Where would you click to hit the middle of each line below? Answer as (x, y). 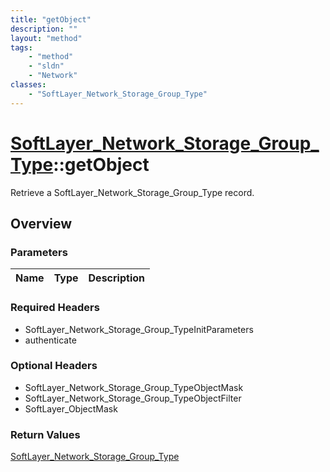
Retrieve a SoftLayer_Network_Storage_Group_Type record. (132, 192)
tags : (21, 47)
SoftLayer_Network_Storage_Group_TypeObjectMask (134, 387)
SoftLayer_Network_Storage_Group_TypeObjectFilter (133, 398)
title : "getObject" (51, 19)
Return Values (45, 434)
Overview (41, 223)
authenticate (50, 340)
